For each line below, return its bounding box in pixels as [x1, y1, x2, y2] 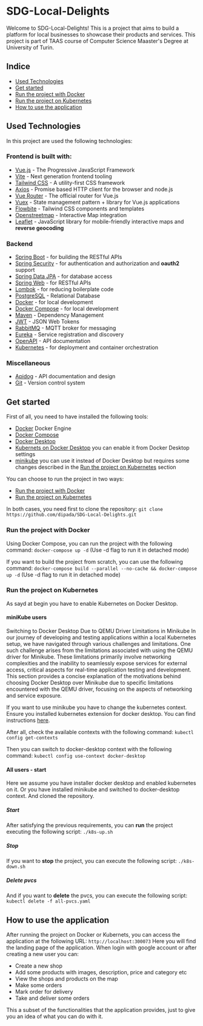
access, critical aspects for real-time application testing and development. [6, 666, 191, 673]
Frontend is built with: [6, 152, 72, 161]
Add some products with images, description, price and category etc [15, 968, 187, 976]
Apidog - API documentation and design [15, 373, 116, 380]
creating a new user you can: [6, 950, 79, 957]
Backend [6, 239, 33, 248]
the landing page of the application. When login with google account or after [6, 944, 197, 951]
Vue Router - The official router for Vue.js [15, 192, 119, 199]
